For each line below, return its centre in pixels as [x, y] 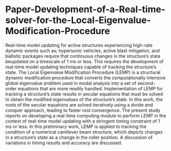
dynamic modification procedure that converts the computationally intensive [86, 78]
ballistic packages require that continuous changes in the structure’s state [83, 56]
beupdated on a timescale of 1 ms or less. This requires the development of [84, 61]
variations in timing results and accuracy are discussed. [64, 143]
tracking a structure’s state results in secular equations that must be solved [84, 94]
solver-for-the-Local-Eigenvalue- [78, 20]
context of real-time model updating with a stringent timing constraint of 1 [83, 121]
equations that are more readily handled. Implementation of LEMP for [90, 88]
